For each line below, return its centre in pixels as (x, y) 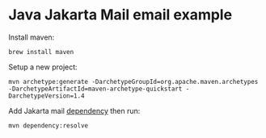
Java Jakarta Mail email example (120, 15)
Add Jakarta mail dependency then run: (74, 111)
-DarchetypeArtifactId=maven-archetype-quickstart (95, 89)
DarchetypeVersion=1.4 (46, 96)
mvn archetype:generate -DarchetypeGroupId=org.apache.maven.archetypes (133, 82)
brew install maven (41, 52)
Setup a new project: (43, 67)
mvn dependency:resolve (49, 125)
